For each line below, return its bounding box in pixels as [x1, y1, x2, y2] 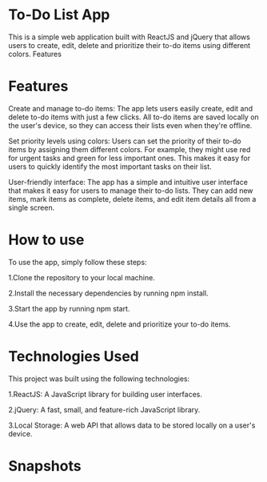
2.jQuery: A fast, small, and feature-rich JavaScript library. [8, 404, 201, 414]
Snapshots [8, 456, 82, 475]
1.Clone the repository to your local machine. [8, 272, 156, 282]
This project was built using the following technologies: [8, 374, 190, 384]
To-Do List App [8, 6, 110, 24]
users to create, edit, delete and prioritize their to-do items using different [8, 40, 251, 50]
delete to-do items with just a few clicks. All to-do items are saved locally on [8, 112, 260, 122]
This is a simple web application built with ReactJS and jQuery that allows [8, 32, 250, 42]
